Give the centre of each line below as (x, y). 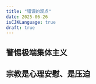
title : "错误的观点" (29, 11)
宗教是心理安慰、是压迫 (48, 74)
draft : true (20, 28)
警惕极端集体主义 (37, 52)
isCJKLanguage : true (31, 22)
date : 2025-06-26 (27, 17)
